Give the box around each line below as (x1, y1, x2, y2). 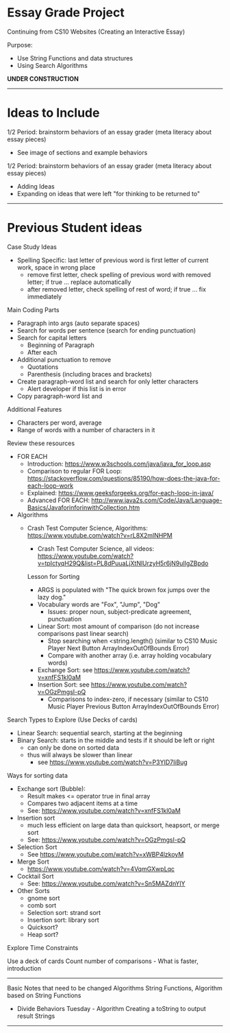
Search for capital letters (16, 333, 87, 342)
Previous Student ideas (7, 220, 142, 236)
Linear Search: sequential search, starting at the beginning (16, 728, 183, 737)
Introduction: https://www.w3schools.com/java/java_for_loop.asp (27, 460, 211, 468)
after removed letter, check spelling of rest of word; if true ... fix (27, 285, 207, 293)
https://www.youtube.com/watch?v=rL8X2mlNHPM (27, 531, 172, 539)
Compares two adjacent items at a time (27, 799, 138, 807)
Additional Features (7, 405, 62, 413)
